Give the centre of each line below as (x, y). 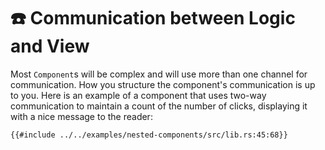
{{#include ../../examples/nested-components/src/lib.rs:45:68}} (149, 135)
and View (50, 46)
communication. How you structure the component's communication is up (163, 84)
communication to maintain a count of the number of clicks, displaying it (159, 106)
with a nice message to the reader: (81, 116)
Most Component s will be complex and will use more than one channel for (159, 74)
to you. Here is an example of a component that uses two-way (138, 95)
